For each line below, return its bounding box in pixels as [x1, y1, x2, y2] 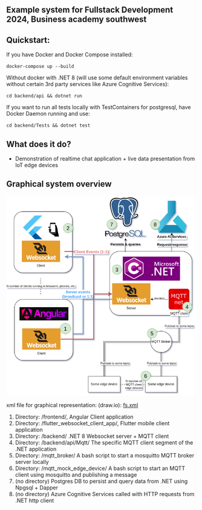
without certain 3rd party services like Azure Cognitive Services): [6, 81, 169, 88]
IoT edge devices [15, 162, 59, 169]
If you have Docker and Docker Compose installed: [6, 51, 133, 58]
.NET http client [15, 497, 54, 505]
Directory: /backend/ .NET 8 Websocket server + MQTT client [15, 432, 169, 440]
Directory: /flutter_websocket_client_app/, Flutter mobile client [15, 420, 170, 427]
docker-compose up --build [6, 64, 74, 70]
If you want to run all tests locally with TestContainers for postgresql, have [6, 104, 192, 111]
